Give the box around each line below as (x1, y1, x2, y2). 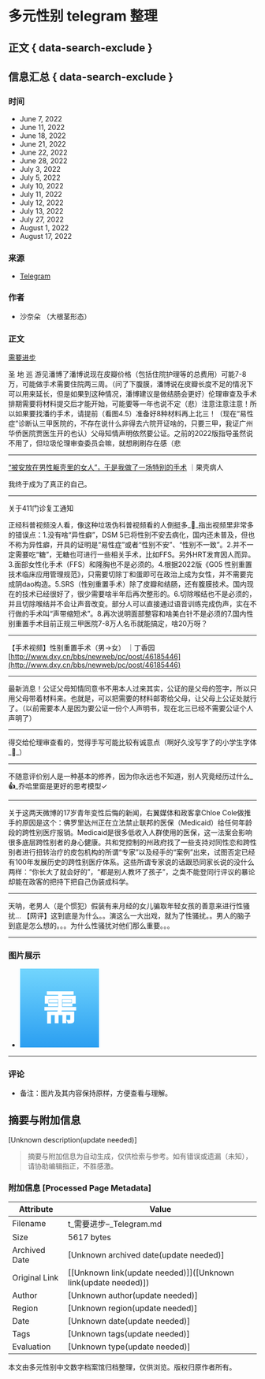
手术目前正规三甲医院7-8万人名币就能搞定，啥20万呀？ (28, 619, 208, 628)
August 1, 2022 (19, 223, 69, 233)
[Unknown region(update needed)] (68, 1303, 198, 1314)
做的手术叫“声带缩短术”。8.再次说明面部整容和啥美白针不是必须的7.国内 (14, 609, 247, 619)
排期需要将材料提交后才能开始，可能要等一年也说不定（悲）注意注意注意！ (8, 399, 250, 408)
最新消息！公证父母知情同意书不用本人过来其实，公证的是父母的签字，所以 (8, 684, 250, 694)
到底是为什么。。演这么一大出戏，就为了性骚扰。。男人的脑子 (58, 911, 252, 921)
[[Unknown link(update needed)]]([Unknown (68, 1267, 234, 1278)
